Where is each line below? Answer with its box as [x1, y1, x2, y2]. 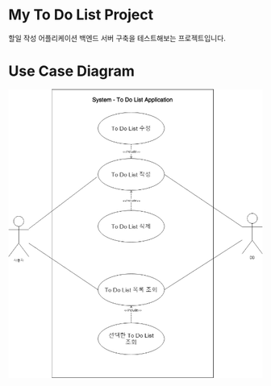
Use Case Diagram [8, 62, 135, 81]
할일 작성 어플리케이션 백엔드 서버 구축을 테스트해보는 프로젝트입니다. [8, 33, 226, 43]
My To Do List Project [8, 6, 154, 24]
